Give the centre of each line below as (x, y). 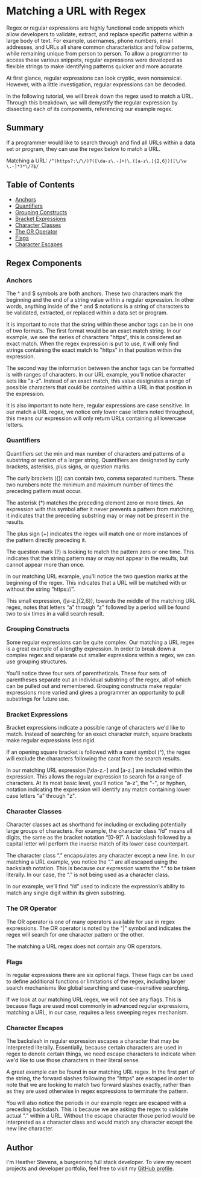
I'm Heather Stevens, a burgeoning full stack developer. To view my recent (99, 1162)
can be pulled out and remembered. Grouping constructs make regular (94, 686)
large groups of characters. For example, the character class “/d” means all (99, 831)
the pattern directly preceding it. (46, 540)
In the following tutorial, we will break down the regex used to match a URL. (100, 96)
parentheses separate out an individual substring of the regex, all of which (99, 680)
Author (20, 1148)
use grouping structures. (37, 661)
